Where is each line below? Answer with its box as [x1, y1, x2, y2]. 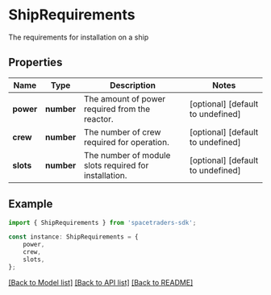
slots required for [83, 160, 149, 171]
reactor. [83, 113, 115, 124]
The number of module [83, 149, 171, 160]
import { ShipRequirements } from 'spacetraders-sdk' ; [8, 218, 197, 226]
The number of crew [83, 127, 161, 138]
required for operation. [83, 136, 169, 147]
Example [8, 197, 53, 211]
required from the [83, 103, 151, 114]
